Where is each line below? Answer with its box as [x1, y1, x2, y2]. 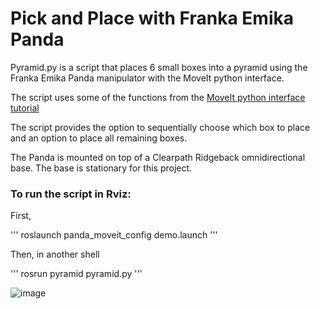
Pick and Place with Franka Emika [10, 7, 294, 30]
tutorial [10, 102, 40, 114]
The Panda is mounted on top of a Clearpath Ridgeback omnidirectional [10, 151, 306, 163]
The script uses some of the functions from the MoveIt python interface [10, 91, 306, 103]
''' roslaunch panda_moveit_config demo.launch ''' [10, 229, 218, 241]
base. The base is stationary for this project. [10, 162, 193, 174]
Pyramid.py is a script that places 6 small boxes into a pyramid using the [10, 61, 308, 73]
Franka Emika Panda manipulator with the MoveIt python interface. [10, 72, 285, 84]
